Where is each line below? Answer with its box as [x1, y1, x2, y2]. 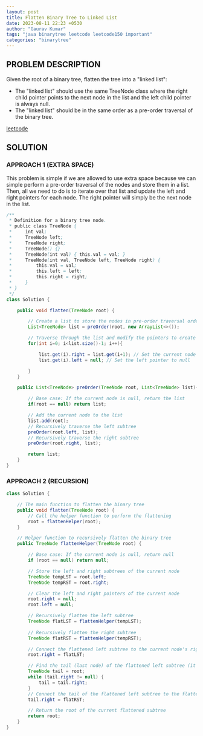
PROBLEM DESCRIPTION [6, 59, 101, 70]
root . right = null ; [28, 596, 77, 602]
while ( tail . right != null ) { [28, 674, 104, 680]
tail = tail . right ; [38, 680, 88, 686]
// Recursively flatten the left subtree [28, 613, 134, 619]
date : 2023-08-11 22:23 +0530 [6, 20, 83, 26]
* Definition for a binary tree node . [8, 218, 107, 224]
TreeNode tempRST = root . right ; [28, 580, 110, 586]
